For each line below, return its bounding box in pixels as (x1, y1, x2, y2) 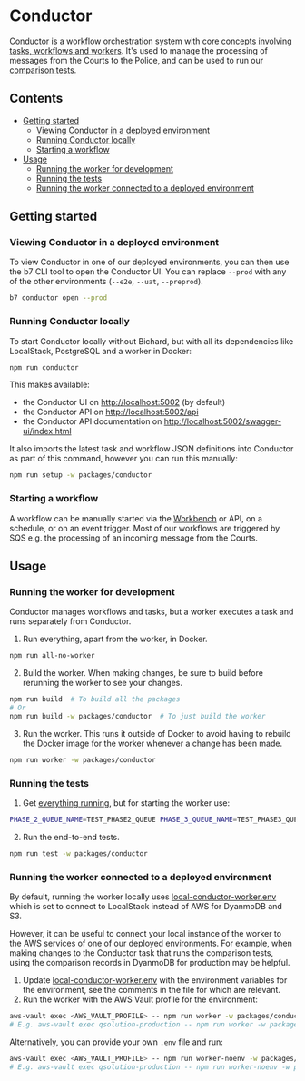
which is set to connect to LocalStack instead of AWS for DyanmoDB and (9, 901, 283, 912)
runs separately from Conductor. (9, 616, 132, 627)
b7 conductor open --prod (9, 293, 107, 302)
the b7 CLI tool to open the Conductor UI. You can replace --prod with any (9, 266, 287, 277)
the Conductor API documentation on (22, 416, 162, 427)
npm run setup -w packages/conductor (9, 471, 152, 480)
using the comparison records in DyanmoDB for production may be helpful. (9, 957, 290, 968)
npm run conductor (9, 362, 79, 372)
